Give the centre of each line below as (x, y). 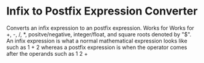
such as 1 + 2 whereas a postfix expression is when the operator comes (97, 47)
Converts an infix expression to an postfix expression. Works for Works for (100, 28)
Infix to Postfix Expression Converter (102, 11)
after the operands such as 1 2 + (47, 53)
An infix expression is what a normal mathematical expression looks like (97, 41)
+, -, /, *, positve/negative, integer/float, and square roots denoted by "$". (99, 34)
